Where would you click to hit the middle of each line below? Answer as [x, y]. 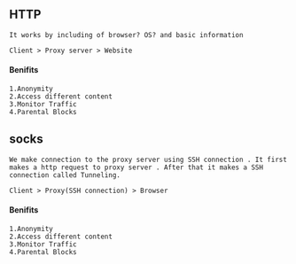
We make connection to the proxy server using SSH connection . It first [148, 159]
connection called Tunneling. [65, 175]
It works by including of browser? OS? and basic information [126, 35]
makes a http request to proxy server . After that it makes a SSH [136, 167]
